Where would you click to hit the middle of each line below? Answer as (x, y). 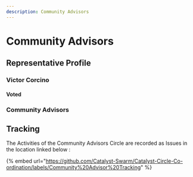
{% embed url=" (26, 161)
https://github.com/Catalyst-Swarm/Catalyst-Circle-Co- (114, 161)
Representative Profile (49, 63)
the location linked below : (38, 150)
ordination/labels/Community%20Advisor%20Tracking (74, 167)
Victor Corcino (28, 80)
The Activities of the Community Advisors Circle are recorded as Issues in (97, 143)
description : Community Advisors (48, 12)
